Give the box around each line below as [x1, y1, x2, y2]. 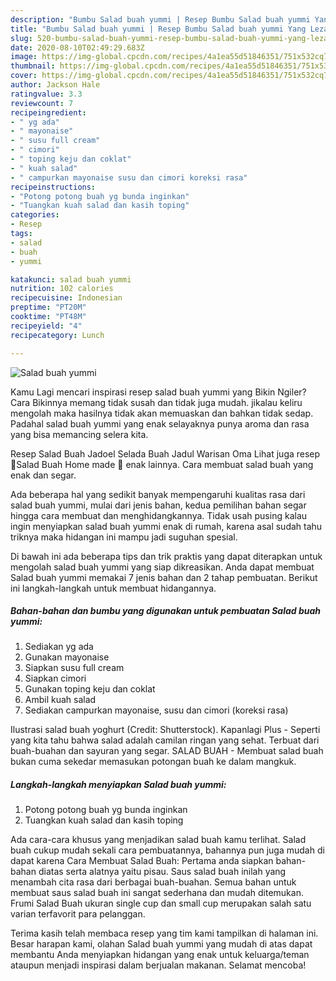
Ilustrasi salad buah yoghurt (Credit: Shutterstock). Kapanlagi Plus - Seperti [10, 724, 321, 736]
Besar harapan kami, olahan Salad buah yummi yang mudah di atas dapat [10, 938, 313, 950]
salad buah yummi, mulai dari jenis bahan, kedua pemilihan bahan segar [10, 499, 307, 511]
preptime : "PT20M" [10, 302, 87, 313]
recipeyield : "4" [10, 321, 83, 331]
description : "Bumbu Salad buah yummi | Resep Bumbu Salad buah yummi [10, 14, 311, 25]
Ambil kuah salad [24, 694, 97, 706]
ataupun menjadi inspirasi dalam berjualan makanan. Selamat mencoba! [10, 959, 307, 971]
